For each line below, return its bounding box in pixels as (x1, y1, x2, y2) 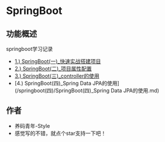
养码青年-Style (14, 122, 50, 129)
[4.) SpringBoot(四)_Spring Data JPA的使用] (14, 80, 120, 86)
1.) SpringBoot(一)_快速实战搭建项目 (14, 58, 101, 65)
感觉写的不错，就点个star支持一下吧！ (14, 130, 106, 137)
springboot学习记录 (6, 46, 53, 52)
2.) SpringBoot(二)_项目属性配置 (14, 65, 92, 72)
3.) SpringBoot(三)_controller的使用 (14, 72, 99, 79)
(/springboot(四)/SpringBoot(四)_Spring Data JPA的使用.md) (14, 87, 160, 94)
